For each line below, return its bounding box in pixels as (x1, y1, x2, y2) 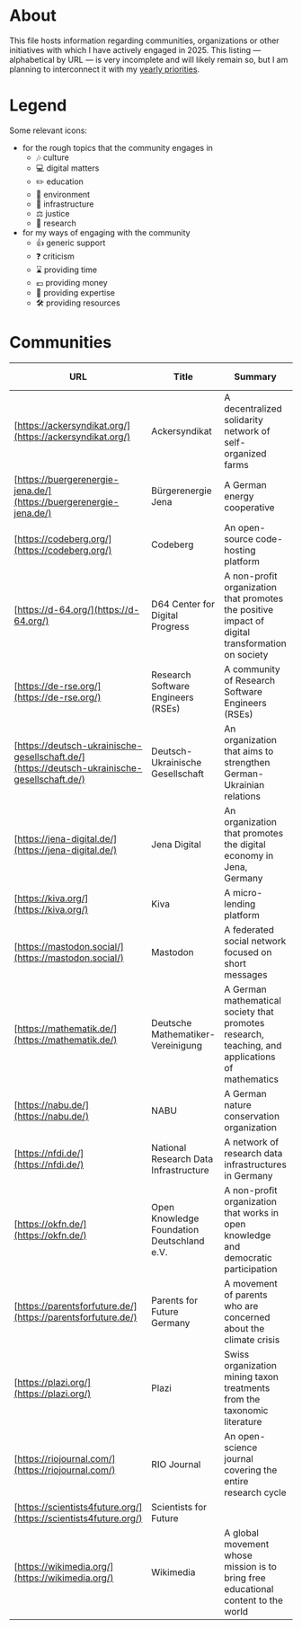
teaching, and (224, 1039, 282, 1051)
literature (224, 1415, 262, 1428)
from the (224, 1393, 261, 1405)
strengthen (224, 756, 271, 768)
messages (224, 968, 268, 980)
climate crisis (224, 1333, 280, 1346)
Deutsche (151, 1016, 192, 1029)
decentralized (224, 402, 283, 414)
